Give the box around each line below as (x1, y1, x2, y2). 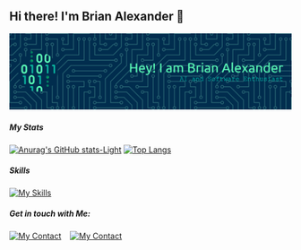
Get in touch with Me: (9, 208, 91, 219)
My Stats (9, 122, 44, 133)
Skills (9, 165, 30, 176)
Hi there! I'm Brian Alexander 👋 (9, 9, 185, 24)
